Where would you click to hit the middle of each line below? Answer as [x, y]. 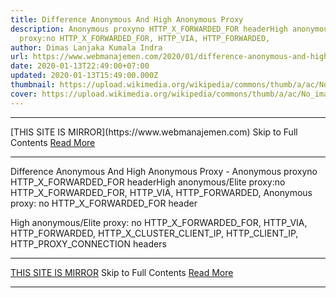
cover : [24, 94]
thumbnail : [33, 85]
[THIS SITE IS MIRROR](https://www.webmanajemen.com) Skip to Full [154, 132]
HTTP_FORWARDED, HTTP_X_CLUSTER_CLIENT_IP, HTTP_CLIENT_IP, [154, 233]
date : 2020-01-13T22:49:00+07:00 [80, 66]
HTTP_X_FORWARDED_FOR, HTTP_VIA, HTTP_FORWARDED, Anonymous [161, 192]
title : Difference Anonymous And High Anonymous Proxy [127, 19]
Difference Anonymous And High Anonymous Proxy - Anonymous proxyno [164, 171]
